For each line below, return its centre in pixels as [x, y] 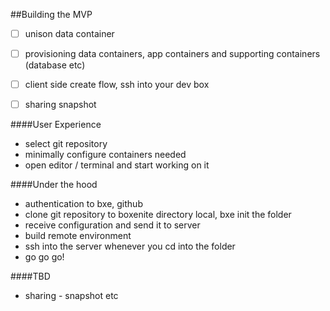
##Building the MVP [51, 14]
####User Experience [56, 125]
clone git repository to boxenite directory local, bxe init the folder [158, 215]
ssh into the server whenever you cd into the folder [130, 246]
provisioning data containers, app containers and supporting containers [172, 54]
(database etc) [55, 65]
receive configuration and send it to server [112, 225]
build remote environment [78, 236]
